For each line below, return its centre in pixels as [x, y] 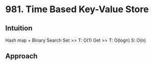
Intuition [19, 28]
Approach [21, 56]
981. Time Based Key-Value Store [77, 9]
